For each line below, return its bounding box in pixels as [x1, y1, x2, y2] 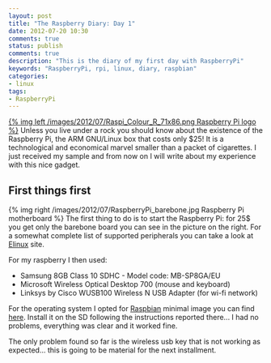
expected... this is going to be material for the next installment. [8, 345, 217, 355]
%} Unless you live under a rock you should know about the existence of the [8, 126, 263, 135]
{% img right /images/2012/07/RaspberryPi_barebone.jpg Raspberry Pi [8, 205, 244, 215]
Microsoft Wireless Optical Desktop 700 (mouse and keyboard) [19, 280, 231, 289]
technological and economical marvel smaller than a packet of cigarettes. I [8, 143, 257, 152]
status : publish [8, 42, 63, 50]
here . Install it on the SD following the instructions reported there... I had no [8, 313, 259, 322]
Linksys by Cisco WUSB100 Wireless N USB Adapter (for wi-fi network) [19, 288, 259, 298]
